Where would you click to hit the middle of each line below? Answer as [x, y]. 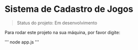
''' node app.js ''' [22, 42]
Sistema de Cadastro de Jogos [69, 9]
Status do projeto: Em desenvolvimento [57, 23]
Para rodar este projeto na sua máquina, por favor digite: [62, 32]
